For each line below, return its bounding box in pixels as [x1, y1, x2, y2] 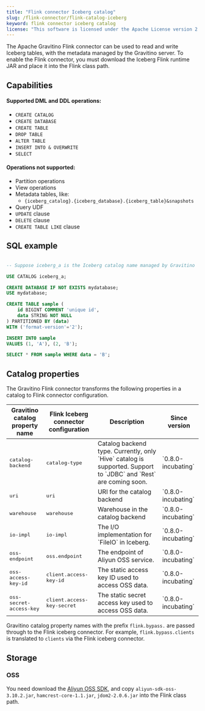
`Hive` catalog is [97, 454, 145, 463]
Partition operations [15, 178, 65, 185]
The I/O [97, 523, 120, 532]
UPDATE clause [15, 210, 50, 217]
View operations [15, 184, 57, 192]
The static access [97, 566, 148, 574]
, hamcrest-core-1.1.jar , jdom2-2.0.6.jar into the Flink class [33, 691, 187, 699]
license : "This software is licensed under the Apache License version [6, 26, 192, 32]
